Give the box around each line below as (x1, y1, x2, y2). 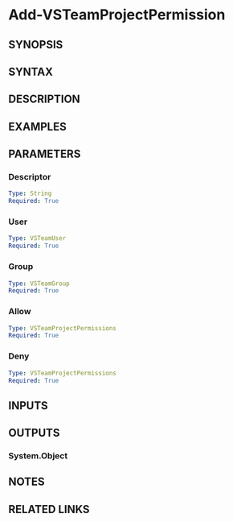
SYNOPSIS (8, 38, 63, 52)
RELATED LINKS (8, 502, 90, 516)
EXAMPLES (8, 119, 67, 134)
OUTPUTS (8, 426, 60, 440)
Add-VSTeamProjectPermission (8, 6, 226, 24)
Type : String (8, 189, 52, 198)
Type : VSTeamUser (8, 234, 67, 242)
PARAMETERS (8, 147, 81, 161)
